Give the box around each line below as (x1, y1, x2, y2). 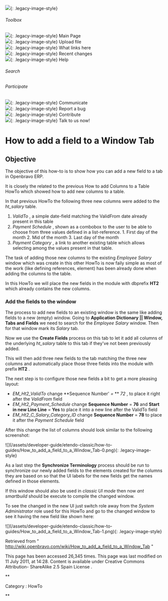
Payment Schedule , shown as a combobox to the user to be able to (12, 224, 152, 230)
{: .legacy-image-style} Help (10, 56, 69, 62)
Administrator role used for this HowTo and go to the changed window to (5, 508, 155, 514)
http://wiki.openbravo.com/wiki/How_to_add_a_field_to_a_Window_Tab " (5, 543, 153, 549)
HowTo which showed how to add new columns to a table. (5, 188, 125, 194)
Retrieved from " (5, 538, 39, 544)
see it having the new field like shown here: (5, 513, 94, 519)
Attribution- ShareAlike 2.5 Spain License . (5, 564, 92, 570)
